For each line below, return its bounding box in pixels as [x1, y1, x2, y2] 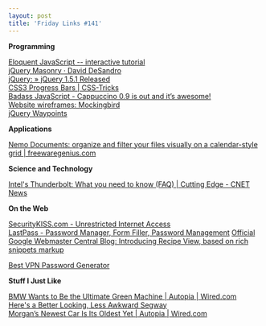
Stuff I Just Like [8, 275, 62, 286]
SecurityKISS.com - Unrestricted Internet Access [8, 219, 171, 229]
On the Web [8, 203, 49, 213]
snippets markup [8, 245, 64, 254]
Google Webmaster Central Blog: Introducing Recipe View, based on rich [8, 236, 249, 246]
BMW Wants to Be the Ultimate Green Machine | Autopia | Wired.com [8, 291, 237, 301]
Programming [8, 41, 55, 51]
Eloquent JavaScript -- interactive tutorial [8, 57, 145, 67]
